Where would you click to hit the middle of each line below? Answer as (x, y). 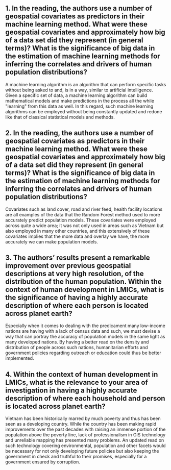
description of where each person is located (77, 306)
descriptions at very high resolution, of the (75, 274)
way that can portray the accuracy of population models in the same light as (85, 337)
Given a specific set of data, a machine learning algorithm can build (76, 95)
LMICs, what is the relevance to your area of (77, 382)
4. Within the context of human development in (82, 374)
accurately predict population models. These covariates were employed (81, 220)
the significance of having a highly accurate (77, 298)
